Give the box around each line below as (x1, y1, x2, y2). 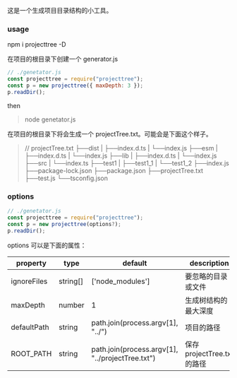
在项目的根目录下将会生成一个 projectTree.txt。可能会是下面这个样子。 (7, 129, 213, 138)
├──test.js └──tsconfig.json (24, 174, 108, 182)
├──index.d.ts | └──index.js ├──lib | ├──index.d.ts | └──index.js (24, 151, 217, 160)
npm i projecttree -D (7, 40, 66, 49)
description (189, 258, 229, 268)
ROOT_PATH (11, 348, 52, 358)
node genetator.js (24, 115, 76, 124)
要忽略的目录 (185, 271, 228, 281)
